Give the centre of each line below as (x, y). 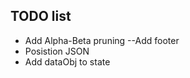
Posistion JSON (57, 51)
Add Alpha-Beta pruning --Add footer (102, 40)
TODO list (41, 16)
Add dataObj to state (67, 61)
